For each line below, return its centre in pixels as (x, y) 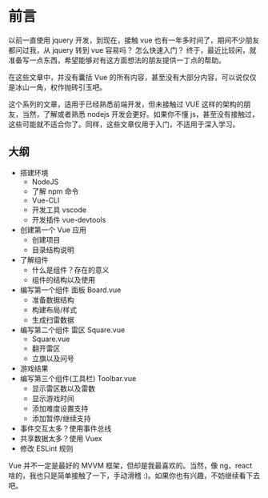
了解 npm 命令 (55, 191)
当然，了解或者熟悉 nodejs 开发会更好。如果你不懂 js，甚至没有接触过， (140, 114)
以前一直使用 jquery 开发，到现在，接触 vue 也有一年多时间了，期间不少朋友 (134, 40)
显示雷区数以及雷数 (64, 388)
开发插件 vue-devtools (69, 219)
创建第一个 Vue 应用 (53, 230)
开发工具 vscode (59, 210)
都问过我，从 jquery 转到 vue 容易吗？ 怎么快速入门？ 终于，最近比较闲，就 (132, 50)
